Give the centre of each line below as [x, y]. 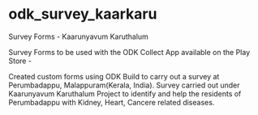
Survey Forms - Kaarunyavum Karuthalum [78, 36]
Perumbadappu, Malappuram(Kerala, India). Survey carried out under [124, 85]
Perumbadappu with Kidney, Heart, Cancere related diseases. [112, 102]
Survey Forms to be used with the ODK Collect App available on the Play [129, 52]
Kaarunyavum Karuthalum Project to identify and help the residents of [125, 93]
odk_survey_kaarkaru [83, 14]
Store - [20, 61]
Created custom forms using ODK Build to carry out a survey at [114, 76]
